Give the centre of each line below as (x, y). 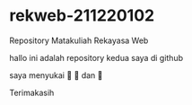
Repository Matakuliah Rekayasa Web (79, 40)
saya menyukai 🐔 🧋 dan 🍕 (56, 75)
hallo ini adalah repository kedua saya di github (96, 57)
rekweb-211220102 (82, 16)
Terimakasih (32, 92)
